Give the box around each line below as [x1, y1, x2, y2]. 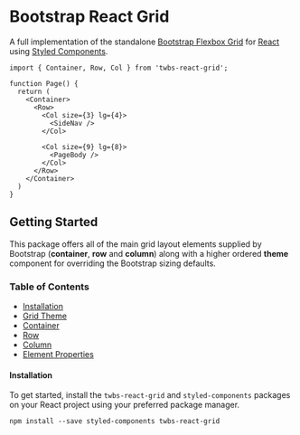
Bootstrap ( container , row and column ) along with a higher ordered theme [9, 248, 289, 259]
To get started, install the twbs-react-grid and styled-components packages [9, 390, 291, 401]
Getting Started [9, 214, 98, 230]
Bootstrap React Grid [9, 6, 170, 27]
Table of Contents [9, 280, 90, 293]
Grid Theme [22, 310, 68, 322]
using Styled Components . [9, 45, 108, 56]
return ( [17, 87, 51, 96]
